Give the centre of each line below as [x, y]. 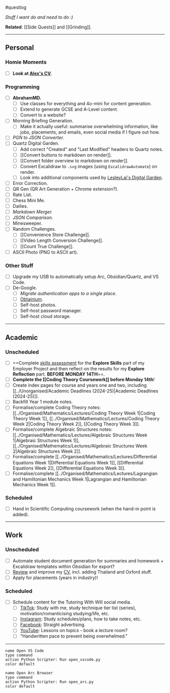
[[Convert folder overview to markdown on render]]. [74, 161]
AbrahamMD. [27, 98]
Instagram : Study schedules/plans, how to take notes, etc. [81, 619]
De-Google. [25, 288]
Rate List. [22, 195]
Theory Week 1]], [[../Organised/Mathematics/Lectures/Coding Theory [86, 419]
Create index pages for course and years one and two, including [79, 385]
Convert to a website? [43, 115]
